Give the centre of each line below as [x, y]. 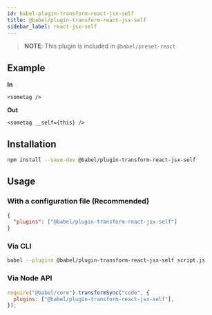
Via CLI [19, 246]
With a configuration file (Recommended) [78, 201]
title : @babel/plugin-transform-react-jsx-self [77, 20]
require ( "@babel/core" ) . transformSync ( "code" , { [78, 292]
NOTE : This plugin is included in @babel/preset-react [100, 46]
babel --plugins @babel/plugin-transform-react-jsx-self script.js [106, 260]
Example [26, 67]
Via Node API [30, 278]
